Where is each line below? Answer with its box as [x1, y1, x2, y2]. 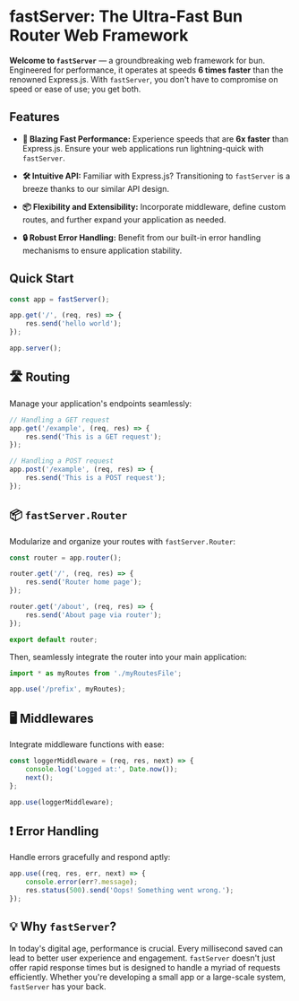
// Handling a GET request [9, 415, 110, 424]
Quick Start [9, 271, 74, 286]
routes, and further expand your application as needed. [21, 213, 226, 225]
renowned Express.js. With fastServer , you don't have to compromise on [9, 74, 278, 84]
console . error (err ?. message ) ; [25, 877, 139, 887]
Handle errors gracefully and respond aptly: [9, 852, 171, 863]
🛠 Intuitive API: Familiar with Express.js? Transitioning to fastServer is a [21, 170, 291, 181]
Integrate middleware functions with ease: [9, 739, 165, 750]
